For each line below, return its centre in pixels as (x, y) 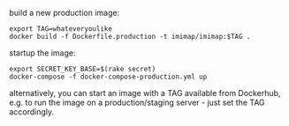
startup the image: (43, 53)
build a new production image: (65, 13)
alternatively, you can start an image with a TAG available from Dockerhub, (145, 93)
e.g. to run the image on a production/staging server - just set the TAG (137, 102)
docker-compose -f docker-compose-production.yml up (108, 77)
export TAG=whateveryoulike (61, 29)
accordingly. (32, 112)
